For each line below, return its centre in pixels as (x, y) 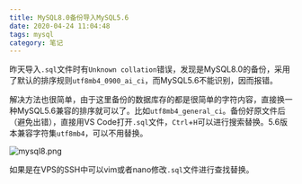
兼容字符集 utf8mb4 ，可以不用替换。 (82, 133)
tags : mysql (31, 34)
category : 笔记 (36, 43)
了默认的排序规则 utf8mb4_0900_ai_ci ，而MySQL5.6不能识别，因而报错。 (144, 81)
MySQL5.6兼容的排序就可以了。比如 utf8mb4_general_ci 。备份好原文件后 (151, 111)
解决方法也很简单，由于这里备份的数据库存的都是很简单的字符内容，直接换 (147, 100)
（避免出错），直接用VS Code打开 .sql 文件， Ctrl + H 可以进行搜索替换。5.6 (145, 122)
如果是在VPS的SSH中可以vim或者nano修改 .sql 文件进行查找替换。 (132, 170)
